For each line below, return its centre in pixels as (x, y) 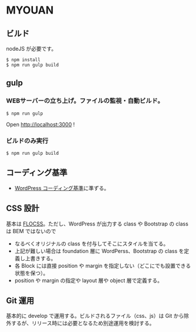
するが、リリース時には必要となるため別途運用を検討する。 (83, 323)
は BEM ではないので (31, 231)
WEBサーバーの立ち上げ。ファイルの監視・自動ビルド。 (85, 101)
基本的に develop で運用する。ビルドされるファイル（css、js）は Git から (95, 316)
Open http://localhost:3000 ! (40, 124)
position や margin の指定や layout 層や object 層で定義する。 (89, 280)
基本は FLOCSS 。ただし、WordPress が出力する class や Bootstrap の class (97, 224)
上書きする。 (40, 258)
